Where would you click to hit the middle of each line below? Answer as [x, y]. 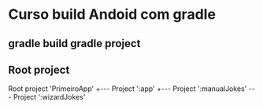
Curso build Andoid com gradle [112, 15]
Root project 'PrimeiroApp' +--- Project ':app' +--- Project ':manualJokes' [128, 89]
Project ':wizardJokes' [49, 97]
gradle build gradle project [74, 44]
